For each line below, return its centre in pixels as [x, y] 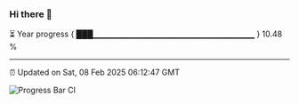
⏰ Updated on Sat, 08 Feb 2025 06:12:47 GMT [95, 72]
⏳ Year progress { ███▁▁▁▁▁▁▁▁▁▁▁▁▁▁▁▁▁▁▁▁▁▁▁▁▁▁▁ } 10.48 [146, 34]
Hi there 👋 [31, 14]
